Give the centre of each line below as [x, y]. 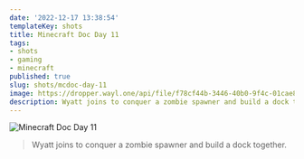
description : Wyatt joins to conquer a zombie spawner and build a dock [149, 102]
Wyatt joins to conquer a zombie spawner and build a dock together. [159, 145]
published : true [40, 77]
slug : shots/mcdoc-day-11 [58, 85]
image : [22, 93]
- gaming [26, 60]
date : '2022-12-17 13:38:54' [64, 18]
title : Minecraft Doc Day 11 [64, 34]
